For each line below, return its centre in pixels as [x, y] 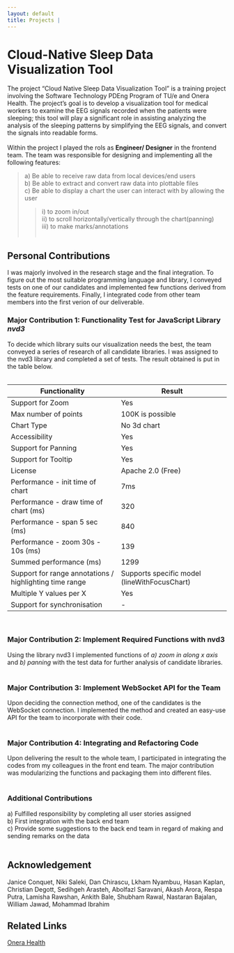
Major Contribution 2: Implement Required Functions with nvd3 [116, 640]
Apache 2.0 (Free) [151, 471]
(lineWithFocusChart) [156, 582]
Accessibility [32, 436]
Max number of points [47, 414]
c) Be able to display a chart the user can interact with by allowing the [124, 191]
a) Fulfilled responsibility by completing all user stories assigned [99, 813]
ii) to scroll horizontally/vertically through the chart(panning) [128, 219]
